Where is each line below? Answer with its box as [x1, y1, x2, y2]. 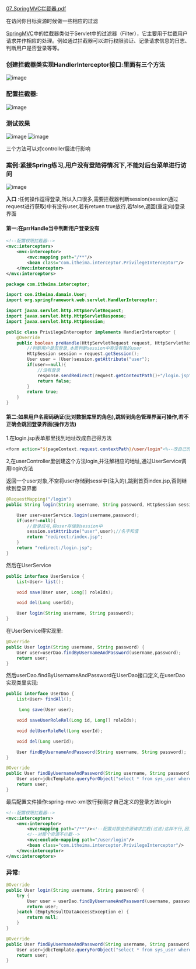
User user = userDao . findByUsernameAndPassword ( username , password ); [16, 650, 181, 656]
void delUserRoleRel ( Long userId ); [16, 727, 103, 734]
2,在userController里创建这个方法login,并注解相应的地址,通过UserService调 [6, 458, 187, 465]
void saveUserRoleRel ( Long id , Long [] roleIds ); [16, 718, 137, 723]
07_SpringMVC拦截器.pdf [6, 5, 66, 12]
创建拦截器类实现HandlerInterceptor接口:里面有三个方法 [6, 60, 165, 68]
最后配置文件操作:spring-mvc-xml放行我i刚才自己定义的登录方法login [6, 798, 171, 805]
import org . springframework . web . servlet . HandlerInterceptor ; [6, 297, 158, 303]
